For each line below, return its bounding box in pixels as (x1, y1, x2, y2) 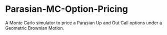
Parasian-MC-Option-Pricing (5, 3, 128, 15)
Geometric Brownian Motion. (5, 25, 64, 31)
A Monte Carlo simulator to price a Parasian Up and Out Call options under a (5, 20, 162, 26)
